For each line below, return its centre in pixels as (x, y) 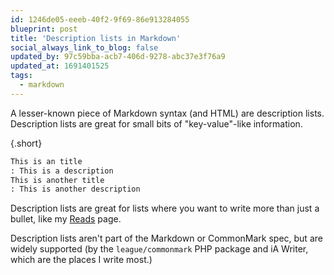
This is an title (46, 161)
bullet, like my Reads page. (66, 219)
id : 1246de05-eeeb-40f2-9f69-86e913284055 (100, 19)
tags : (21, 76)
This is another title (57, 180)
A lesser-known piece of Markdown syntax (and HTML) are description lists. (167, 113)
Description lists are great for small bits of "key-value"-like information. (156, 123)
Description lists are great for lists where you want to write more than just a (165, 208)
